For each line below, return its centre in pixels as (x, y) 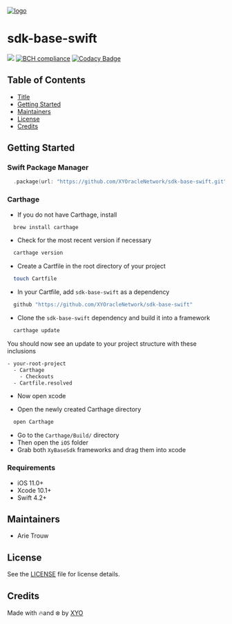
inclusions (22, 351)
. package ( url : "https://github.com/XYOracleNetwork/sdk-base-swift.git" (120, 182)
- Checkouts (37, 376)
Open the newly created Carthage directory (79, 409)
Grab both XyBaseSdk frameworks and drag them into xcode (101, 450)
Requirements (31, 468)
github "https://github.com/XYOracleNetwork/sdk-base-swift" (103, 305)
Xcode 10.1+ (34, 490)
